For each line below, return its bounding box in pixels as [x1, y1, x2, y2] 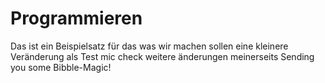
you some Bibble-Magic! [10, 61, 112, 73]
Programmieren [10, 7, 143, 30]
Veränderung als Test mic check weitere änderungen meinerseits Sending [10, 50, 315, 62]
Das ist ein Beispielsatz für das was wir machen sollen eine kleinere [10, 40, 289, 52]
